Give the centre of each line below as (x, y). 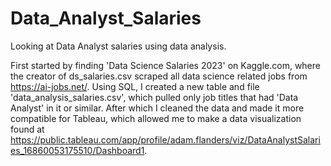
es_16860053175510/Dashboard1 (77, 150)
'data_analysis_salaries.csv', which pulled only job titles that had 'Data (154, 97)
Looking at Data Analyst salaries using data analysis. (118, 46)
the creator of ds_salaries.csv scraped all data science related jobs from (159, 76)
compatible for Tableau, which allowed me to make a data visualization (156, 118)
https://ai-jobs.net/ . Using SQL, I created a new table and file (135, 86)
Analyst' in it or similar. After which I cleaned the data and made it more (157, 108)
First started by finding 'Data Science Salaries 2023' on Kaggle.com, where (165, 65)
